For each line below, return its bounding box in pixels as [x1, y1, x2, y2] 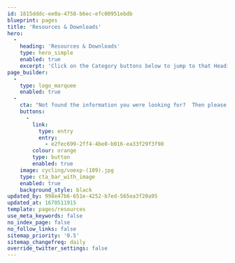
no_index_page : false [7, 219, 71, 226]
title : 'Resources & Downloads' [7, 23, 101, 30]
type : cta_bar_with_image [20, 173, 96, 180]
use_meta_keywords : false [7, 213, 83, 220]
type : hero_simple [20, 50, 73, 57]
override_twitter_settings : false [7, 245, 108, 252]
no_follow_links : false [7, 225, 77, 232]
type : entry [38, 128, 73, 135]
